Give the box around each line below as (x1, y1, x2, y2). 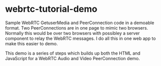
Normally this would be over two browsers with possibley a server (5, 30, 140, 36)
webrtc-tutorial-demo (5, 3, 98, 15)
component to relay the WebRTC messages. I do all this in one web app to (5, 35, 156, 41)
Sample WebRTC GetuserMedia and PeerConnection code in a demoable (5, 20, 155, 26)
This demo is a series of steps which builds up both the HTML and (5, 50, 141, 56)
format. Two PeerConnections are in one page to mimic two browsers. (5, 25, 149, 31)
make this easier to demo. (5, 40, 58, 46)
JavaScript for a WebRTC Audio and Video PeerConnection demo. (5, 55, 140, 61)
